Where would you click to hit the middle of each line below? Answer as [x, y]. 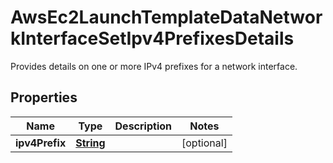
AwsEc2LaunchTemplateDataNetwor [166, 17]
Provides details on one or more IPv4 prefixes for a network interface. [154, 66]
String [90, 143]
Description [143, 126]
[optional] [204, 143]
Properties [44, 97]
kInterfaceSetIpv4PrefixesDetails [152, 38]
